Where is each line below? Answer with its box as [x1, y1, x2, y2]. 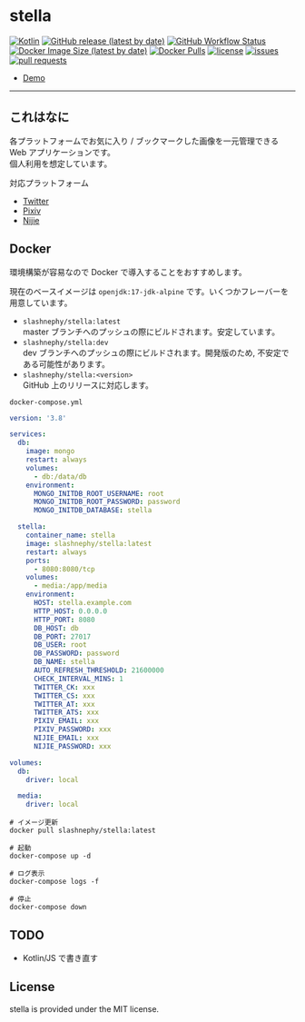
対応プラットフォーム [9, 177, 89, 188]
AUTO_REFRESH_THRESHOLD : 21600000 [33, 666, 165, 675]
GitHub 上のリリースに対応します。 [22, 379, 154, 391]
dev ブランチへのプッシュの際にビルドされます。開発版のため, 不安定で [22, 347, 290, 358]
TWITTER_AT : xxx [33, 700, 95, 709]
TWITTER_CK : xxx [33, 682, 95, 691]
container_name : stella [25, 531, 116, 541]
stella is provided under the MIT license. [9, 1003, 160, 1014]
